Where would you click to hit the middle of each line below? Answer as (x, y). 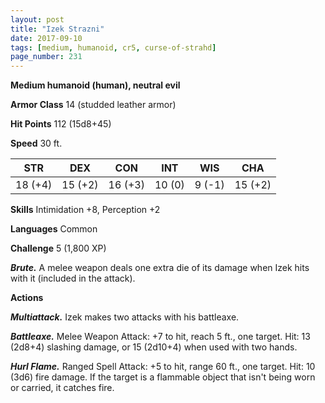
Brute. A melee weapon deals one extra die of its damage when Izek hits (160, 268)
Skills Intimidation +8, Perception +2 (85, 210)
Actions (27, 298)
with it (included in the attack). (73, 278)
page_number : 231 (46, 57)
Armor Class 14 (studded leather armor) (93, 105)
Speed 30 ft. (36, 143)
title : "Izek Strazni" (57, 29)
